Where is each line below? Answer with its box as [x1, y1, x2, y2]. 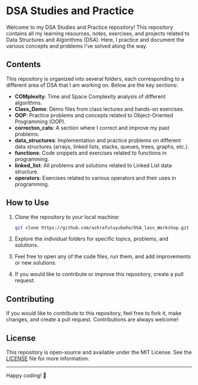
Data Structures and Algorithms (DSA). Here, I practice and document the [6, 36, 184, 43]
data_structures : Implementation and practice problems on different [14, 137, 181, 144]
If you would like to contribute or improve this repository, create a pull [14, 271, 184, 278]
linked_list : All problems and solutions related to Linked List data [14, 162, 172, 169]
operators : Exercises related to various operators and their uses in [14, 174, 177, 181]
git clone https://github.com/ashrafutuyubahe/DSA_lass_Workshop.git [14, 225, 190, 231]
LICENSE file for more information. [6, 355, 90, 362]
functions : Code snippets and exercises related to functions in [14, 149, 167, 156]
